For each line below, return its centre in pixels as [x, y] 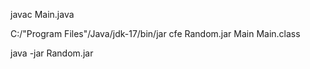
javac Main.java [42, 14]
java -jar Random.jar [52, 53]
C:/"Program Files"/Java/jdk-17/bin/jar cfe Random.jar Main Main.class [155, 33]
